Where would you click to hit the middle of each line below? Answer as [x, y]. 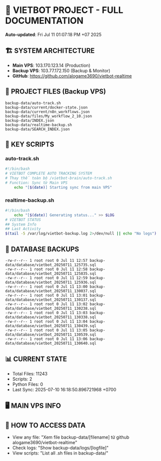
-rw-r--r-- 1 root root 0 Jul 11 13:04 [46, 321]
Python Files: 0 [28, 384]
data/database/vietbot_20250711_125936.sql [51, 282]
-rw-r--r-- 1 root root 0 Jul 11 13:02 [46, 304]
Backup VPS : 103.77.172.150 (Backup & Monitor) [61, 70]
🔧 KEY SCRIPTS [30, 144]
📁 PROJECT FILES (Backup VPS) [56, 92]
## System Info [21, 224]
